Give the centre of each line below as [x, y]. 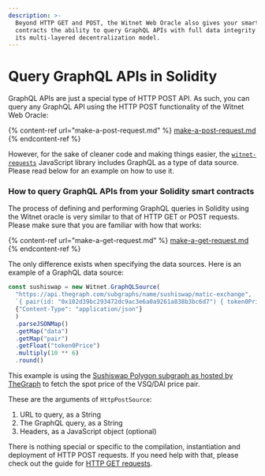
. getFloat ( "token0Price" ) [58, 346]
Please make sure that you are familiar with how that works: [105, 225]
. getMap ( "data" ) [42, 331]
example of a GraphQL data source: [66, 272]
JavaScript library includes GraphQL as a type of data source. [138, 163]
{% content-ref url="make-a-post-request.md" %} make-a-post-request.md [132, 130]
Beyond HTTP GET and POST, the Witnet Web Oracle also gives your [127, 23]
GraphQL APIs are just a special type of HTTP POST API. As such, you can [129, 99]
